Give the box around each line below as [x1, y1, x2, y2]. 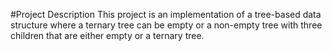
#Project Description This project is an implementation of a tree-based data [10, 9, 322, 20]
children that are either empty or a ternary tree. [10, 30, 205, 41]
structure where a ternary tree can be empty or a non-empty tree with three [10, 19, 323, 31]
